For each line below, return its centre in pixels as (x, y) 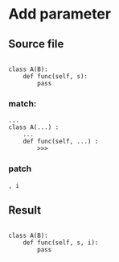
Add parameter (59, 14)
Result (25, 210)
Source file (36, 44)
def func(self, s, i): (61, 243)
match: (23, 103)
